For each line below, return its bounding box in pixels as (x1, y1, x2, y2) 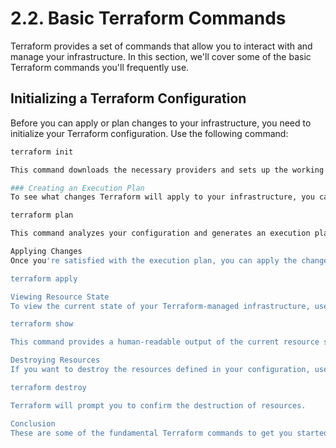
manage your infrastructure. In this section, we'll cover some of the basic (10, 50, 312, 62)
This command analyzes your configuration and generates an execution (10, 228, 311, 239)
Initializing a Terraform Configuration (10, 90, 247, 107)
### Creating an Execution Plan (10, 183, 145, 193)
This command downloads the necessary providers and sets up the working (10, 165, 325, 175)
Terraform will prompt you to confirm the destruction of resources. (10, 400, 307, 411)
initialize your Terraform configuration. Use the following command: (10, 127, 289, 139)
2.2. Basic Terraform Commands (10, 7, 287, 30)
